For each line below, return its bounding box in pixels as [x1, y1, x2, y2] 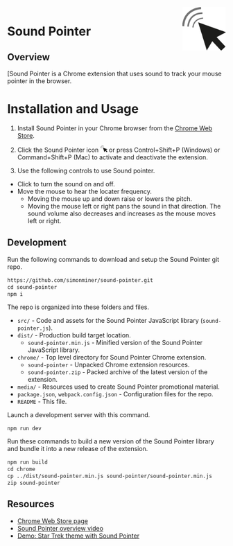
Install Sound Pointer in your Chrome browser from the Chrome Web [17, 124, 213, 132]
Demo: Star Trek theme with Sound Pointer [17, 531, 140, 540]
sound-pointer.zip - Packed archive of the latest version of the [27, 367, 208, 376]
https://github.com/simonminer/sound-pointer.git [7, 276, 154, 283]
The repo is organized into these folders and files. [7, 303, 150, 311]
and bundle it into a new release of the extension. [7, 444, 148, 452]
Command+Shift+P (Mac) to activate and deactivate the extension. [17, 152, 208, 161]
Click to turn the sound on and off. [17, 179, 116, 188]
